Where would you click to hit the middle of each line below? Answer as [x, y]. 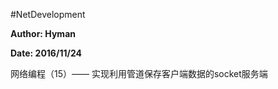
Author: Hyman [43, 33]
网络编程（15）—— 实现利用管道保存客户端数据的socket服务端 [139, 73]
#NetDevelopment [48, 14]
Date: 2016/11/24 [46, 53]
